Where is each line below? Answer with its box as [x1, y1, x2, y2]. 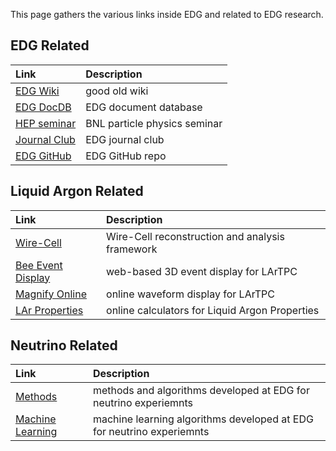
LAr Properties [15, 303, 84, 317]
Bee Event [15, 258, 63, 272]
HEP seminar [15, 116, 77, 130]
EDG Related [10, 37, 90, 54]
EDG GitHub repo [85, 149, 167, 163]
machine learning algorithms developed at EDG [92, 412, 314, 426]
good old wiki [85, 84, 149, 98]
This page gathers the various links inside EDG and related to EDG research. [10, 9, 324, 20]
